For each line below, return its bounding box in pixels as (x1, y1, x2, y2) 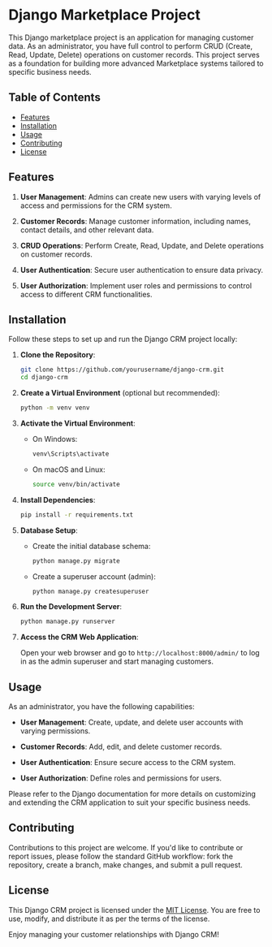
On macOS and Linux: (32, 465, 106, 474)
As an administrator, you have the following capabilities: (8, 702, 195, 711)
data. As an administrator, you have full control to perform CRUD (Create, (8, 41, 253, 50)
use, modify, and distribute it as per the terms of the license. (8, 914, 210, 923)
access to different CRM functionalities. (19, 289, 153, 299)
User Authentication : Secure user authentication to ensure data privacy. (19, 265, 264, 275)
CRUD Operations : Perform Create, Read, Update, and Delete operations (19, 240, 264, 250)
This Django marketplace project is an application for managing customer (8, 32, 254, 42)
